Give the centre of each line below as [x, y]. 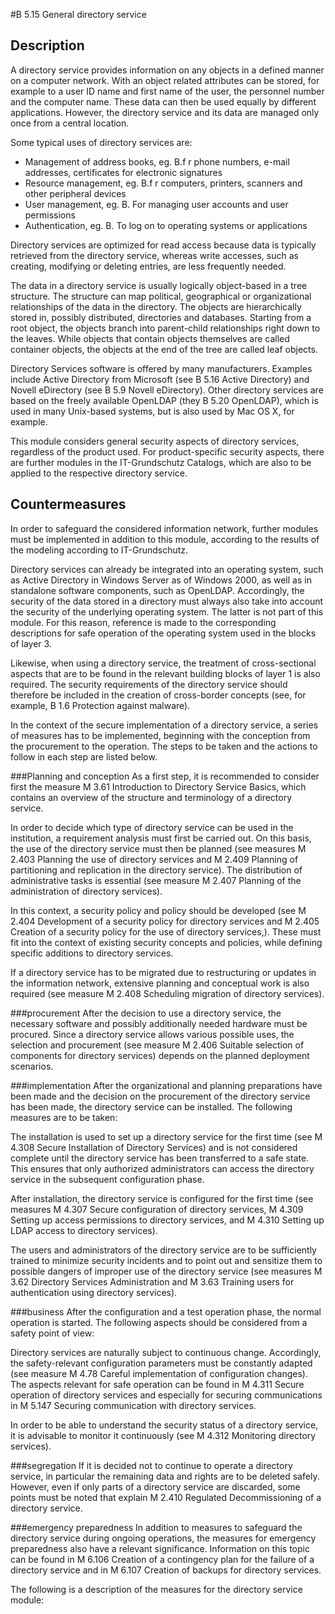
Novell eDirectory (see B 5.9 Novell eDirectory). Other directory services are [167, 390]
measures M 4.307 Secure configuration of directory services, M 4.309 [157, 1209]
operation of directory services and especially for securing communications [166, 1395]
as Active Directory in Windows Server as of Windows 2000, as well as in [161, 580]
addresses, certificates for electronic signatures [123, 172]
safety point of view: [52, 1333]
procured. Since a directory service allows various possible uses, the [152, 1034]
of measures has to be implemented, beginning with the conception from [160, 735]
